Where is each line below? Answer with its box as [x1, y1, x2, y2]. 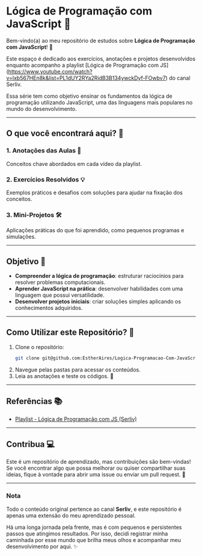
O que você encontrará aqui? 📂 [6, 128, 124, 139]
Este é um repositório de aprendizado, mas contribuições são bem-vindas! [6, 458, 191, 466]
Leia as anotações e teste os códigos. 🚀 [14, 372, 114, 379]
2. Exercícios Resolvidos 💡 [6, 175, 85, 183]
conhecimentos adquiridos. [14, 305, 83, 312]
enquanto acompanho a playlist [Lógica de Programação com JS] [6, 62, 169, 69]
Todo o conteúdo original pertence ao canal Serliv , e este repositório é [6, 505, 182, 513]
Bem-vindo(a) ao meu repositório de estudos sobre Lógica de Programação [6, 37, 195, 44]
